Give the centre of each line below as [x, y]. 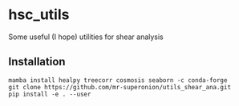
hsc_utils [39, 15]
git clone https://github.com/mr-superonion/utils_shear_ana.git [119, 87]
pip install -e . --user [50, 94]
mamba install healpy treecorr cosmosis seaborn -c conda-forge [118, 80]
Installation [37, 62]
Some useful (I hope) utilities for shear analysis [86, 37]
